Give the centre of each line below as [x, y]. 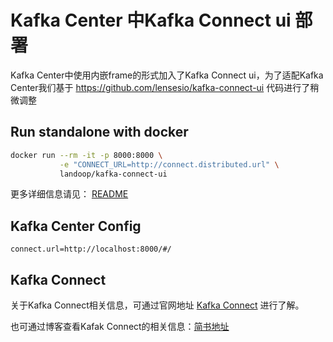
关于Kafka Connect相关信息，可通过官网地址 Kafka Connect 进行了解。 [157, 305]
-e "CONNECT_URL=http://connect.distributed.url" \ [169, 164]
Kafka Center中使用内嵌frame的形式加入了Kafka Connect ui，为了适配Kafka [167, 75]
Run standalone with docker [99, 132]
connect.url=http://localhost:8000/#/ [91, 249]
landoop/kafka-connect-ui [113, 174]
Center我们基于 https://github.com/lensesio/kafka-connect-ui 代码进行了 [160, 87]
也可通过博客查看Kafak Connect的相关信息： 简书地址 [120, 326]
